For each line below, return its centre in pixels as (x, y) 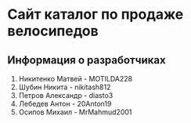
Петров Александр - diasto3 (66, 95)
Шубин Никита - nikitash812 (65, 87)
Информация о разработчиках (86, 60)
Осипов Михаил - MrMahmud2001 (75, 112)
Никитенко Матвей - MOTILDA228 (76, 79)
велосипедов (53, 31)
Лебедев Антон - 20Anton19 (65, 104)
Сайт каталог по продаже (95, 14)
